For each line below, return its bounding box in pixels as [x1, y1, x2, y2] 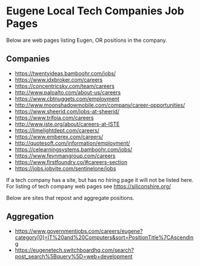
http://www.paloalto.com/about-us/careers [14, 88, 121, 96]
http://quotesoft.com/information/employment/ [14, 139, 130, 147]
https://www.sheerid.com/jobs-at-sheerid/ [14, 107, 119, 115]
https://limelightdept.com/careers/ [14, 126, 100, 134]
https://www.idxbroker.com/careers [14, 76, 103, 83]
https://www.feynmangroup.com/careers [14, 152, 116, 159]
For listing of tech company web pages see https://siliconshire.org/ [6, 183, 171, 190]
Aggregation [6, 212, 54, 222]
